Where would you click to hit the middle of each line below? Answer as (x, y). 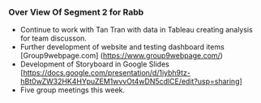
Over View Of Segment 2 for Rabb (76, 12)
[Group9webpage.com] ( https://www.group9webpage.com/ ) (121, 56)
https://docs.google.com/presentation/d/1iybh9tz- (107, 73)
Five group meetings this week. (73, 90)
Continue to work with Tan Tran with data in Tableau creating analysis (136, 30)
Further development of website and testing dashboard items (122, 47)
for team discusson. (53, 38)
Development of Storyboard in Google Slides (95, 64)
